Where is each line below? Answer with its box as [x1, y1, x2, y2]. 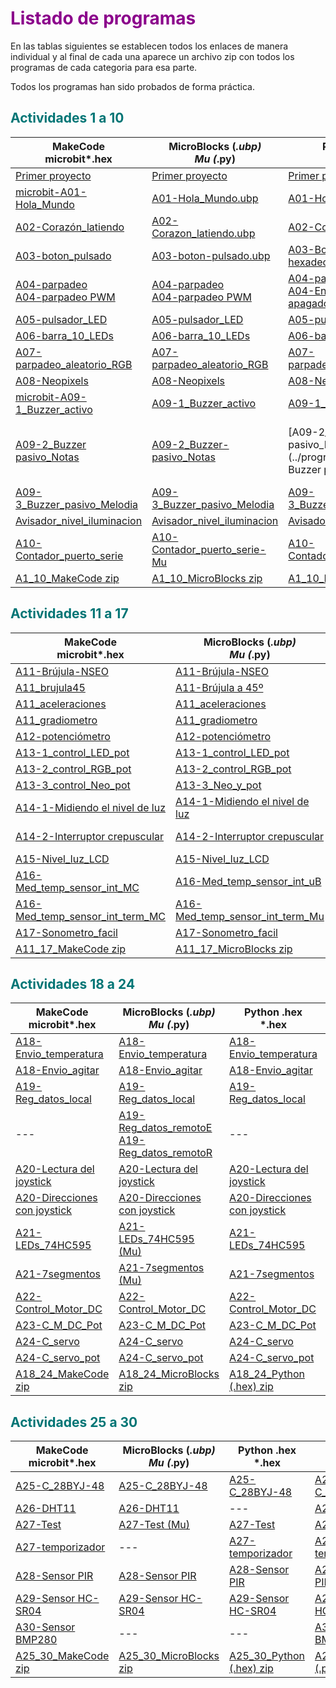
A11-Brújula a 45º [175, 680, 264, 694]
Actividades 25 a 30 [10, 1413, 138, 1431]
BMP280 [15, 1633, 58, 1647]
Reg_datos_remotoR [118, 1146, 213, 1160]
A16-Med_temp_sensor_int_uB [175, 874, 322, 888]
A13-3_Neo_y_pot [175, 778, 262, 792]
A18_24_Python [229, 1367, 305, 1381]
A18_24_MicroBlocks [118, 1367, 220, 1381]
